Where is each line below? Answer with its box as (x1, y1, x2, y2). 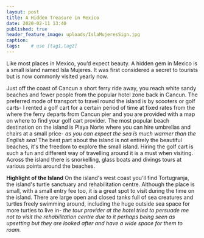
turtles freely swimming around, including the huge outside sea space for (6, 200, 190, 207)
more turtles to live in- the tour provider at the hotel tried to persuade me (6, 206, 189, 214)
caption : (6, 37, 29, 43)
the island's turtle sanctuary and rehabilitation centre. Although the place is (6, 181, 195, 188)
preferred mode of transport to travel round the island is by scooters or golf (6, 97, 196, 104)
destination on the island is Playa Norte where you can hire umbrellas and (6, 123, 191, 131)
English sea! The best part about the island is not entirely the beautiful (6, 136, 183, 143)
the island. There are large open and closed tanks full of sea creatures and (6, 193, 194, 201)
